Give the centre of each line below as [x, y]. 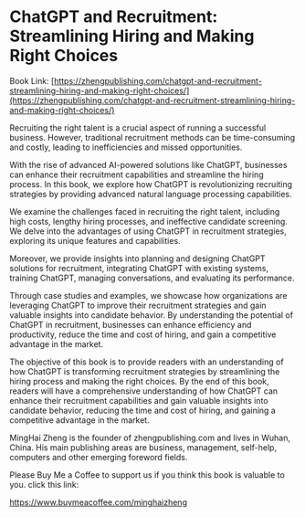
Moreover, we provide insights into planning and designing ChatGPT [138, 258]
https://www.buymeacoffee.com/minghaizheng [98, 502]
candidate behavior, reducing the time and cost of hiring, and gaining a [142, 410]
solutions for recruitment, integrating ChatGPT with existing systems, [139, 268]
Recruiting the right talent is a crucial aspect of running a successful [138, 127]
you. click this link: [44, 484]
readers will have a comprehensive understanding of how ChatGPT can [144, 391]
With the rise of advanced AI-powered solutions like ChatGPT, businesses [148, 164]
